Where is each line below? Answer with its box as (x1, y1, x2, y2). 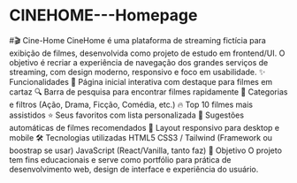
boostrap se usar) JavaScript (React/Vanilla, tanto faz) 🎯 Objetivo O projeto (9, 145, 283, 156)
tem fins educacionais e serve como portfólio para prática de (9, 154, 232, 164)
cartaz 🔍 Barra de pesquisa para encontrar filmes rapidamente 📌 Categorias (9, 86, 288, 97)
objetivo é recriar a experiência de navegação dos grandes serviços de (9, 57, 269, 67)
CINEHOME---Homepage (9, 5, 198, 26)
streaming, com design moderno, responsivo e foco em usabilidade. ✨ (9, 66, 266, 77)
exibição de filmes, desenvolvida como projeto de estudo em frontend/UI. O (9, 48, 286, 58)
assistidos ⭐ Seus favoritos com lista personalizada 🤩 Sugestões (9, 110, 245, 120)
